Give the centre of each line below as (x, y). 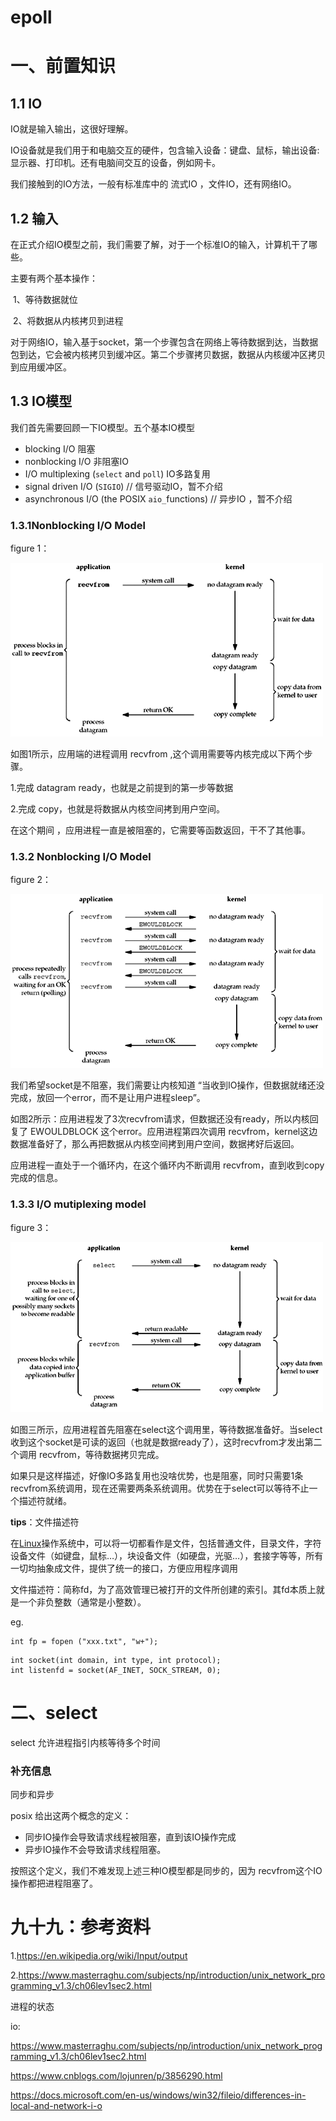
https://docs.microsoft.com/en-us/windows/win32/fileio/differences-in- (158, 2095)
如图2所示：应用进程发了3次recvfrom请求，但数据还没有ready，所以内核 (160, 1119)
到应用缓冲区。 (41, 367)
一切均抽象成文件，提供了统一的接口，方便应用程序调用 (124, 1568)
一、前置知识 (63, 66)
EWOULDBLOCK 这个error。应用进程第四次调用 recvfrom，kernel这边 (173, 1132)
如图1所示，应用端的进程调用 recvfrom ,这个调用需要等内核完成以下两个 (157, 754)
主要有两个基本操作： (54, 278)
